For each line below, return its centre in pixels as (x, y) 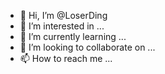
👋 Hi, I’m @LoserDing (63, 15)
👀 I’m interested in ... (62, 26)
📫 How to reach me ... (66, 58)
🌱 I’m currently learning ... (73, 36)
